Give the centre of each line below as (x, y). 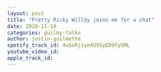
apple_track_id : (30, 58)
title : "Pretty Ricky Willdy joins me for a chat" (81, 20)
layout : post (26, 13)
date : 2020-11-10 (32, 26)
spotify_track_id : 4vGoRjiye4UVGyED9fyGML (69, 45)
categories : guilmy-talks (44, 33)
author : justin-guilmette (44, 39)
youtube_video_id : (33, 52)
